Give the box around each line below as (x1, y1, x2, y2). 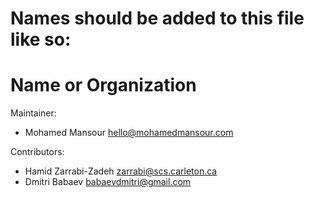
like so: (10, 28, 72, 51)
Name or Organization (10, 74, 197, 97)
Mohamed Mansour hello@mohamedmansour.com (24, 127, 234, 139)
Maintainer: (10, 107, 57, 119)
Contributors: (10, 146, 65, 158)
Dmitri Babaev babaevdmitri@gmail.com (24, 176, 192, 188)
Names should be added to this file (10, 7, 305, 30)
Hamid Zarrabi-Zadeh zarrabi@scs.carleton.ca (24, 165, 218, 177)
